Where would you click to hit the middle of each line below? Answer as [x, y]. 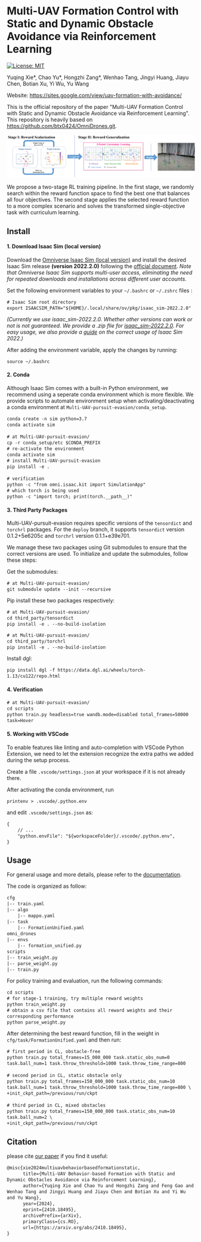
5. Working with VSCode [38, 733]
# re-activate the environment [46, 449]
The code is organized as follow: [47, 886]
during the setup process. [38, 760]
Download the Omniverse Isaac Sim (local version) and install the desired [97, 260]
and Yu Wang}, [24, 1198]
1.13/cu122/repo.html [34, 676]
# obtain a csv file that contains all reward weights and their [89, 1010]
